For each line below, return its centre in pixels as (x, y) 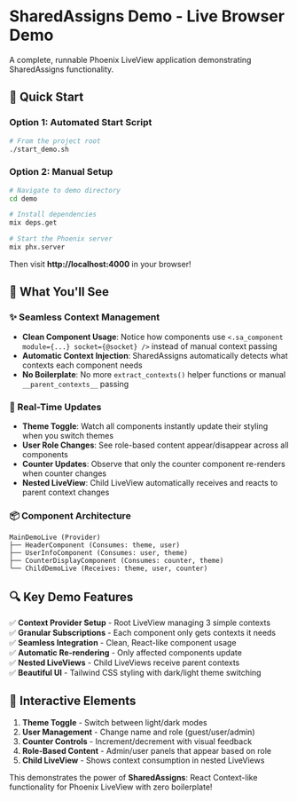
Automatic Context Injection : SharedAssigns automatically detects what (155, 355)
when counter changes (64, 473)
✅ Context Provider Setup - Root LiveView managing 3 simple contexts (140, 623)
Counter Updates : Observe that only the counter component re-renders (153, 464)
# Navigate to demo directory (65, 190)
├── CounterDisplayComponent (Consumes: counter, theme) (117, 561)
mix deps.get (33, 223)
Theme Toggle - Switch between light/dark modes (114, 722)
